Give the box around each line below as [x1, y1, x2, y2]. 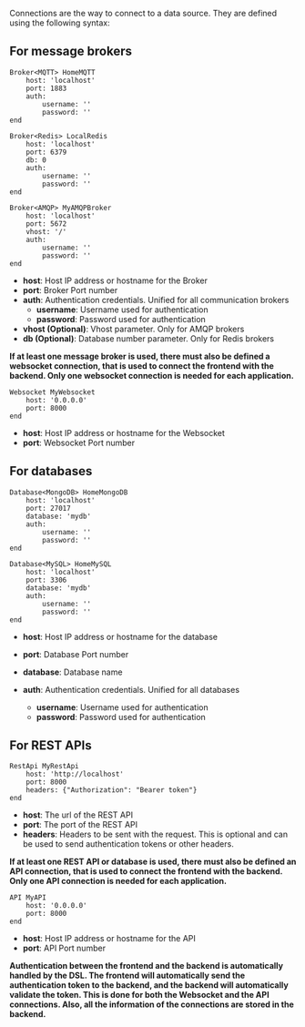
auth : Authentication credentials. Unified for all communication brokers [22, 294, 290, 305]
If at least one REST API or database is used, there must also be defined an [9, 856, 297, 868]
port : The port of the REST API [22, 819, 138, 830]
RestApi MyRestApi [9, 762, 79, 771]
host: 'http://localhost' [25, 769, 125, 779]
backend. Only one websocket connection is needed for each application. [9, 370, 294, 381]
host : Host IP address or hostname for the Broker [22, 275, 208, 286]
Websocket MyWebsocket [9, 387, 96, 397]
